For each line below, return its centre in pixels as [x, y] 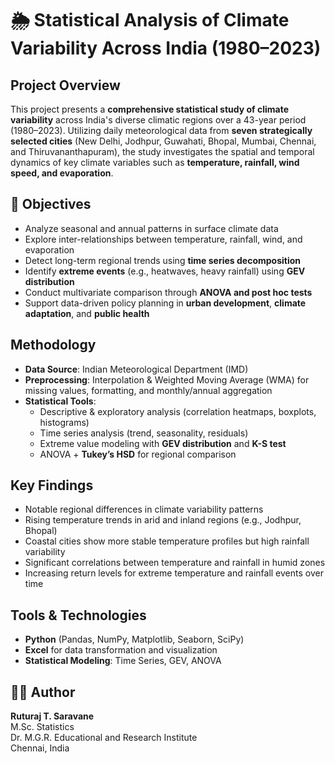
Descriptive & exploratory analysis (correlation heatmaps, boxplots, [178, 411]
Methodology [53, 345]
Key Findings [52, 485]
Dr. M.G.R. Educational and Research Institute [104, 738]
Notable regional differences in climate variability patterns [144, 509]
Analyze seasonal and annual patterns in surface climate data [151, 228]
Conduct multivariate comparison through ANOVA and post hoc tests [168, 292]
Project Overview [65, 85]
